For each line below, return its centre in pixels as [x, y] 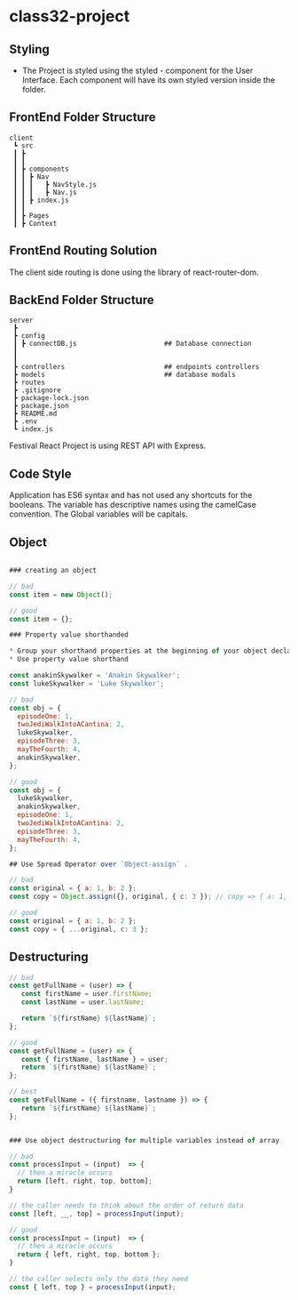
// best [24, 1092]
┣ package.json [41, 406]
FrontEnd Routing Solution [83, 251]
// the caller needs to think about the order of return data [126, 1205]
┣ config [29, 336]
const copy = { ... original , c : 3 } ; [79, 929]
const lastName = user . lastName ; [82, 1002]
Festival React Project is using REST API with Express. [108, 445]
